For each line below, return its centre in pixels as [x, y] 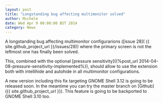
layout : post [18, 9]
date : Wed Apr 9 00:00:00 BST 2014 [41, 23]
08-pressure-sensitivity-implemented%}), [47, 67]
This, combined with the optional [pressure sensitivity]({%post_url [71, 61]
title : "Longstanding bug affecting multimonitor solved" [65, 14]
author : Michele [21, 18]
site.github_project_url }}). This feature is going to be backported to [79, 91]
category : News [20, 28]
